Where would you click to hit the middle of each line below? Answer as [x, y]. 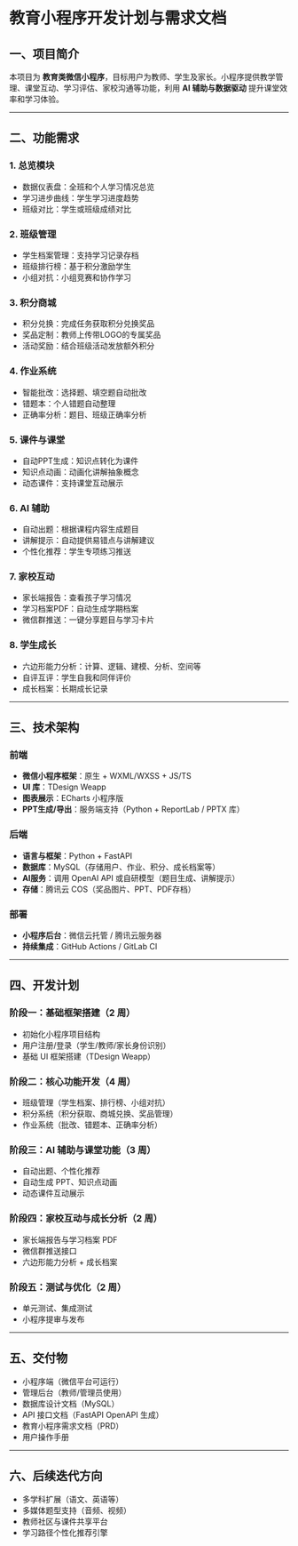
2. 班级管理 [33, 234]
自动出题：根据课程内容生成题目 [80, 529]
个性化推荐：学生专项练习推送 [76, 551]
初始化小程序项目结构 [61, 1034]
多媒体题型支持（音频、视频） [76, 1510]
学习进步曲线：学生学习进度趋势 [80, 197]
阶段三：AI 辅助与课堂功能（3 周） [83, 1149]
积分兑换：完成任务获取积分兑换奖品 [88, 324]
